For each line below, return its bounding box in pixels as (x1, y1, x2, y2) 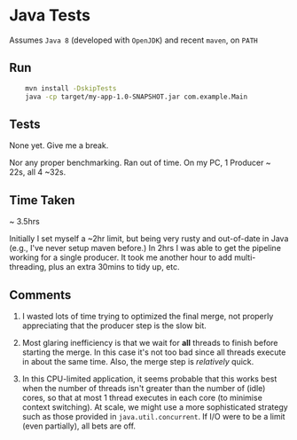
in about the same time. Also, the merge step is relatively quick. (21, 356, 254, 366)
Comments (9, 287, 72, 302)
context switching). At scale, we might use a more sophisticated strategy (21, 401, 288, 412)
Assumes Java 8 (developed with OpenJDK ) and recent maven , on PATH (9, 35, 259, 45)
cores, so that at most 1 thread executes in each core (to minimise (21, 392, 263, 403)
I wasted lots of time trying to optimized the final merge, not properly (21, 310, 274, 321)
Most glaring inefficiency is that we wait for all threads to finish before (21, 337, 278, 348)
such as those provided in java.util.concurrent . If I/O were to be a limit (21, 411, 285, 421)
